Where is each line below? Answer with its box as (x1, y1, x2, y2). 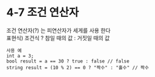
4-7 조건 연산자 (6, 5, 79, 19)
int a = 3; (6, 53, 34, 59)
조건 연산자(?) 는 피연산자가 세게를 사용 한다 (6, 27, 111, 34)
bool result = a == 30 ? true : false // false (6, 58, 130, 64)
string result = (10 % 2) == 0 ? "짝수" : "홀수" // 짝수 (6, 64, 150, 70)
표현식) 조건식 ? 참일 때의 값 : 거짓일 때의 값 (6, 34, 110, 41)
